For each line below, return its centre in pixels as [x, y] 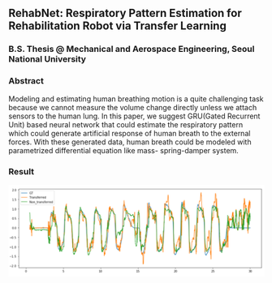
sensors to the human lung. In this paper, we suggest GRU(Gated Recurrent [134, 116]
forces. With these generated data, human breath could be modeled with [130, 142]
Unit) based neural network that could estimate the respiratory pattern [126, 124]
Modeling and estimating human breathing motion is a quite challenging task [136, 99]
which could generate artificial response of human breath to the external [130, 133]
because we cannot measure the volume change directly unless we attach [133, 107]
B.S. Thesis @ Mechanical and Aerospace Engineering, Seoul [132, 49]
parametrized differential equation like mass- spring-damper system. [124, 150]
